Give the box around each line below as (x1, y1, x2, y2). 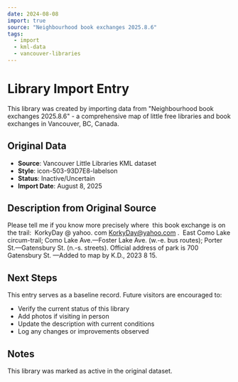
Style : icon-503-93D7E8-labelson (17, 166, 118, 175)
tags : (7, 30, 23, 38)
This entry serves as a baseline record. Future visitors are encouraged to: (7, 291, 222, 299)
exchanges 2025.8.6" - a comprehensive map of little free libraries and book (7, 112, 231, 120)
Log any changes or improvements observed (17, 327, 149, 336)
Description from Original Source (7, 202, 157, 214)
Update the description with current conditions (17, 319, 155, 328)
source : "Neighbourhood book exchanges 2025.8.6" (7, 23, 158, 31)
